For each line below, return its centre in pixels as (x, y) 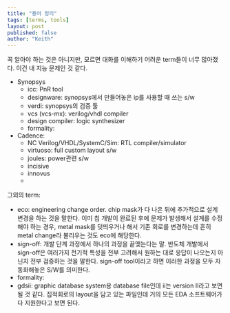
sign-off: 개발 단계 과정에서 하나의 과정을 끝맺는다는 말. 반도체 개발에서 (113, 244)
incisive (38, 166)
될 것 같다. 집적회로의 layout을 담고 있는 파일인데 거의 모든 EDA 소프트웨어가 (119, 294)
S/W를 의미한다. (69, 270)
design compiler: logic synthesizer (76, 121)
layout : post (26, 26)
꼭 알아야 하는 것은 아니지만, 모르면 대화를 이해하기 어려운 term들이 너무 (104, 60)
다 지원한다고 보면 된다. (49, 303)
